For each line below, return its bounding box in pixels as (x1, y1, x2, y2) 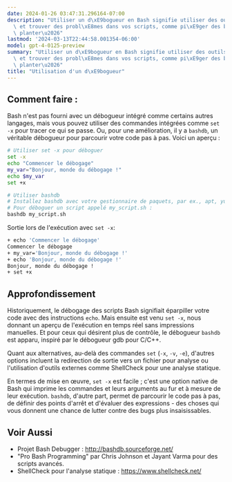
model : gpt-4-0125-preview (7, 42, 85, 49)
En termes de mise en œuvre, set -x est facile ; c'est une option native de (7, 377, 218, 385)
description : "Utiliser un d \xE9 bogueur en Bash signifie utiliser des (7, 17, 217, 23)
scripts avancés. (17, 459, 64, 467)
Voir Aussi (7, 426, 53, 438)
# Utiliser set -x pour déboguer (7, 147, 104, 154)
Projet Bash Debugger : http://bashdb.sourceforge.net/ (17, 445, 174, 453)
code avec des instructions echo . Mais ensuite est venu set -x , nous (7, 314, 202, 322)
